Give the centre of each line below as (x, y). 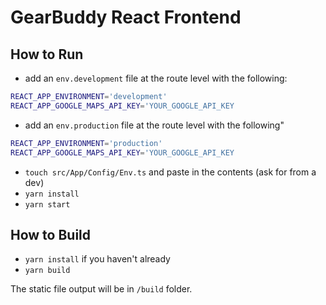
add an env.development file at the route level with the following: (156, 78)
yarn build (47, 271)
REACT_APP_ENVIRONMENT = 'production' (86, 143)
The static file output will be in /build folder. (101, 289)
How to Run (47, 54)
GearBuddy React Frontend (126, 17)
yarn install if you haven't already (97, 259)
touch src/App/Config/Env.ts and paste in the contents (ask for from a (170, 172)
